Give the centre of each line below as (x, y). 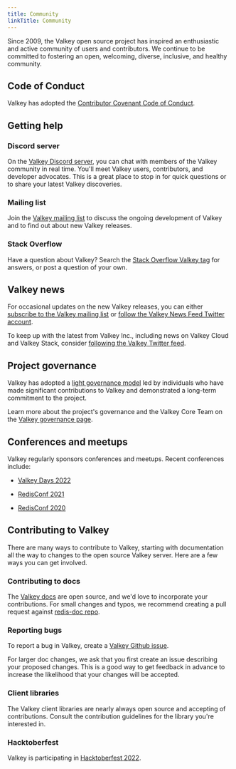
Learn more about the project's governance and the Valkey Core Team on (115, 412)
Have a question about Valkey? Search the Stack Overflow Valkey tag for (114, 259)
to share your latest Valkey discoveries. (65, 184)
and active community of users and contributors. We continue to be (106, 48)
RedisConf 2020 (42, 508)
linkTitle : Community (39, 21)
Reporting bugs (35, 630)
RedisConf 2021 (41, 494)
